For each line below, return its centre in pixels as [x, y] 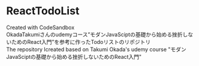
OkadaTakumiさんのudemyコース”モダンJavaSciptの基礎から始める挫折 [94, 34]
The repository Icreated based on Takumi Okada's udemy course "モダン [97, 49]
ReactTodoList [43, 11]
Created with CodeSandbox [40, 27]
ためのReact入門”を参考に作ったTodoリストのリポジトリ [81, 42]
